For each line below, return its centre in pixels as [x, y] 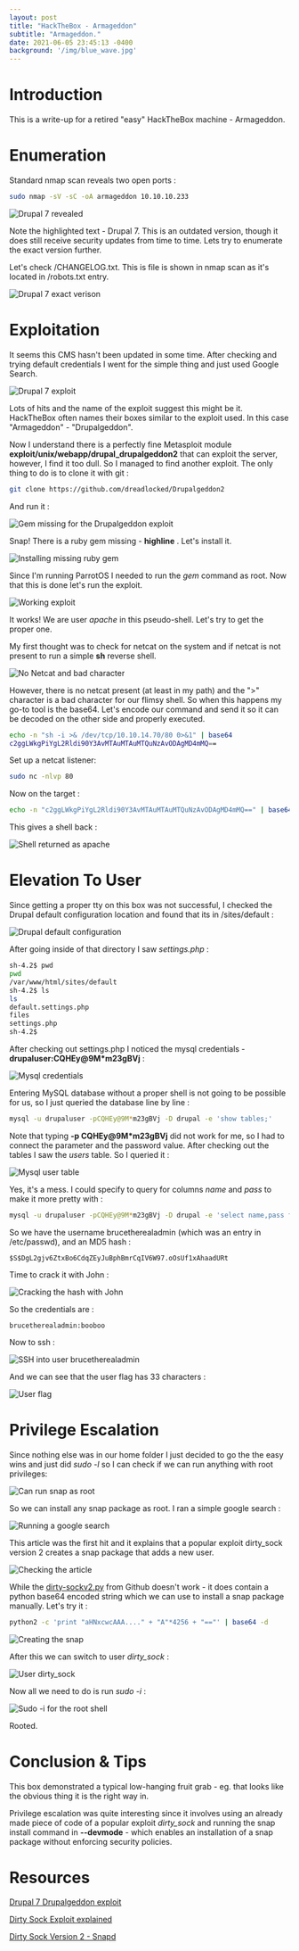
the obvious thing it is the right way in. [79, 1796]
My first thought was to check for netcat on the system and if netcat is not [145, 646]
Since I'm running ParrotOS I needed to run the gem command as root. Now [148, 575]
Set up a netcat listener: [53, 760]
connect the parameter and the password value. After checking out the [139, 1145]
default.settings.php [49, 1007]
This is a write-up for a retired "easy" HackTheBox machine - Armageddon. [147, 120]
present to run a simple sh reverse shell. [83, 656]
